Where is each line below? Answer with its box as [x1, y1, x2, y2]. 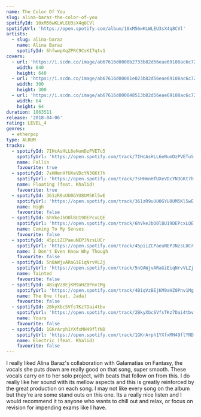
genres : [6, 126, 26, 132]
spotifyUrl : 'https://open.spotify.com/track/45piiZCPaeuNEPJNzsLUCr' [17, 243, 197, 249]
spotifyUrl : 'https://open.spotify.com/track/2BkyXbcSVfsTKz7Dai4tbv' [17, 310, 197, 316]
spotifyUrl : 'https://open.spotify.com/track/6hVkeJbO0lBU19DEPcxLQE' [17, 220, 197, 226]
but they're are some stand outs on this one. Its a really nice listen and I [6, 391, 182, 398]
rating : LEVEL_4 [6, 120, 47, 126]
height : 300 [17, 87, 47, 93]
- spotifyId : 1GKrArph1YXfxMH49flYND [11, 326, 106, 333]
